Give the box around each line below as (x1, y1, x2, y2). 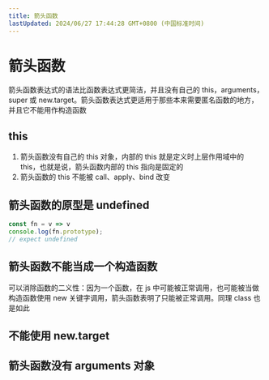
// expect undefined (8, 235, 79, 243)
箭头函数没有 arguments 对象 (8, 359, 156, 373)
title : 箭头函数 (8, 11, 58, 20)
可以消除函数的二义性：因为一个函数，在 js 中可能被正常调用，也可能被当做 (8, 283, 259, 292)
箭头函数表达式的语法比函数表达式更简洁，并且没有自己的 (8, 85, 200, 95)
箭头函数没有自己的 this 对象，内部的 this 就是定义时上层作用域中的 (19, 152, 245, 162)
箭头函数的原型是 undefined (8, 198, 150, 211)
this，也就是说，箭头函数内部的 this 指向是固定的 (19, 162, 184, 172)
